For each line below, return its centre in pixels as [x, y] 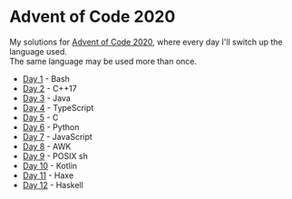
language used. [39, 51]
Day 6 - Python [51, 127]
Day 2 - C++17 [49, 88]
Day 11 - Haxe [48, 175]
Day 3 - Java [46, 98]
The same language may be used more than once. [103, 61]
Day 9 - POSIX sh [55, 155]
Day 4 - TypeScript [58, 107]
